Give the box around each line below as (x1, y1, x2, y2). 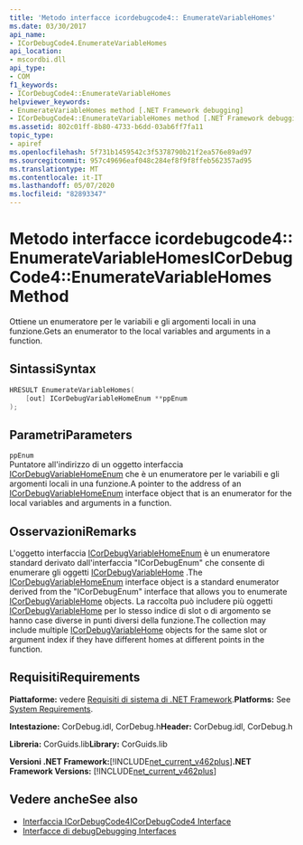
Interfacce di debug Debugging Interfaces (22, 825, 177, 836)
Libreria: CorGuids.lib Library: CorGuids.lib (9, 738, 169, 749)
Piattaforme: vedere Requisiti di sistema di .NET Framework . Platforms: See (9, 693, 291, 705)
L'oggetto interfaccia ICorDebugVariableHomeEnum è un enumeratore (9, 548, 271, 559)
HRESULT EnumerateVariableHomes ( (9, 385, 135, 394)
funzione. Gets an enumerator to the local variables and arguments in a (9, 325, 271, 336)
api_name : (9, 30, 47, 39)
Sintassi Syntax (9, 361, 96, 377)
